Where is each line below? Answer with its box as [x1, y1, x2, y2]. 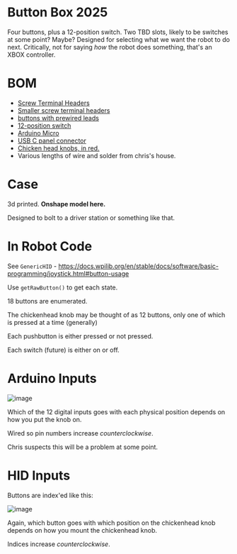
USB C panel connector [17, 136, 86, 145]
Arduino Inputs [7, 370, 97, 387]
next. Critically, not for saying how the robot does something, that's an [7, 43, 212, 51]
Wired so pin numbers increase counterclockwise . [7, 428, 154, 437]
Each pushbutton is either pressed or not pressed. [7, 331, 154, 340]
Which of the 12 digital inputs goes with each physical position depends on [7, 407, 226, 416]
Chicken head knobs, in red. [17, 143, 100, 153]
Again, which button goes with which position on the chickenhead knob [7, 519, 216, 527]
